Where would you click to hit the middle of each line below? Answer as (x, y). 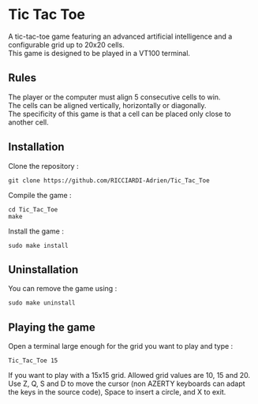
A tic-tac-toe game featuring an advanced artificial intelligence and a (120, 36)
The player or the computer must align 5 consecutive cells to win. (114, 97)
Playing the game (52, 327)
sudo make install (38, 245)
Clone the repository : (43, 166)
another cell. (28, 122)
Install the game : (36, 231)
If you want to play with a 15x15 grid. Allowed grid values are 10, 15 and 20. (129, 376)
